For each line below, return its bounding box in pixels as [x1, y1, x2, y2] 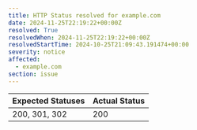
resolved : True [8, 26, 59, 34]
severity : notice [8, 48, 66, 56]
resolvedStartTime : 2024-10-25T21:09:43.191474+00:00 [8, 41, 190, 49]
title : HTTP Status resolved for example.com [8, 11, 161, 20]
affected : [8, 56, 41, 64]
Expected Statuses [12, 95, 85, 106]
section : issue [8, 70, 59, 78]
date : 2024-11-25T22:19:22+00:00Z [8, 19, 123, 27]
